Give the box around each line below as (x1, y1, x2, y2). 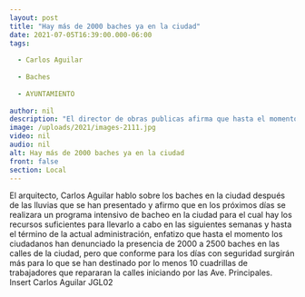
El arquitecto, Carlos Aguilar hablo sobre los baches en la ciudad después (9, 190, 286, 201)
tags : (9, 38, 30, 48)
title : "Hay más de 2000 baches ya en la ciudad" (9, 22, 202, 31)
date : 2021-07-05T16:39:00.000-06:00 (9, 30, 152, 39)
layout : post (9, 13, 59, 23)
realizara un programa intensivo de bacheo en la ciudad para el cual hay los (9, 210, 292, 221)
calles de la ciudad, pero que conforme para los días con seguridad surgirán (9, 248, 295, 259)
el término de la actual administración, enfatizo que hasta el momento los (9, 229, 283, 240)
